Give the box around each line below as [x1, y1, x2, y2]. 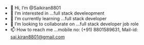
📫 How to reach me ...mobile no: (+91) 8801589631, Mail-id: [10, 27, 138, 32]
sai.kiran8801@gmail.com [10, 34, 65, 40]
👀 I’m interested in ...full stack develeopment [10, 10, 104, 16]
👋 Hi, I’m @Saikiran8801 [10, 5, 61, 11]
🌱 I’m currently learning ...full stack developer [10, 16, 107, 21]
